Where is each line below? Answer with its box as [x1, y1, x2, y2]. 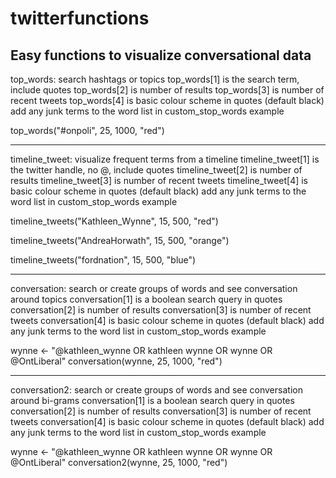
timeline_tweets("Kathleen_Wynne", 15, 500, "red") [10, 215, 219, 227]
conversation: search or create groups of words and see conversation [10, 283, 298, 294]
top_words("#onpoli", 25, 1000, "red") [10, 125, 165, 136]
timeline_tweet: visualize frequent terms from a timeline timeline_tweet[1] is [10, 153, 320, 165]
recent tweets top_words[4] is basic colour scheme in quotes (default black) [10, 95, 325, 106]
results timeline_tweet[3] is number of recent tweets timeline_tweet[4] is [10, 175, 309, 186]
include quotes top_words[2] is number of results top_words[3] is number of [10, 84, 325, 96]
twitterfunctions [10, 7, 150, 30]
